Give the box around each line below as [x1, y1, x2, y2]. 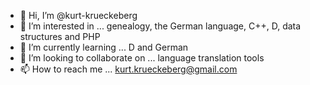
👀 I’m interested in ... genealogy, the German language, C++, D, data [19, 20, 302, 32]
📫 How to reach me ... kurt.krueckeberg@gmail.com [19, 63, 238, 75]
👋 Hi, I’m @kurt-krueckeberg [19, 10, 138, 21]
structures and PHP [19, 31, 101, 42]
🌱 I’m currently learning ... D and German [19, 41, 189, 53]
